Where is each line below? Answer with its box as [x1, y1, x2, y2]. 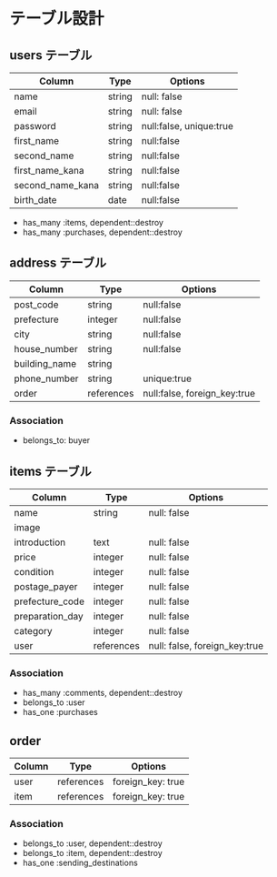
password [14, 120, 56, 132]
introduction [14, 536, 66, 549]
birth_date [14, 194, 57, 206]
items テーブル [9, 463, 93, 479]
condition [14, 565, 54, 578]
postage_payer [14, 580, 78, 592]
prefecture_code [14, 595, 84, 608]
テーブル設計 [9, 8, 104, 29]
